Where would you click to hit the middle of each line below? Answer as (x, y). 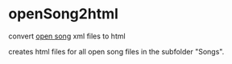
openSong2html (64, 14)
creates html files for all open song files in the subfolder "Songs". (116, 51)
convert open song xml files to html (67, 36)
